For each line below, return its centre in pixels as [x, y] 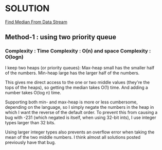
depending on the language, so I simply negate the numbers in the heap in [80, 107]
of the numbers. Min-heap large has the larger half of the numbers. [72, 73]
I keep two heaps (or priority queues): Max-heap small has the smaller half [80, 67]
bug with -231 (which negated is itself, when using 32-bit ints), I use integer [81, 117]
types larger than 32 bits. [30, 122]
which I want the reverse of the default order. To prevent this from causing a [81, 112]
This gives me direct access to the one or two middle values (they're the [77, 82]
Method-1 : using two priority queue [61, 37]
